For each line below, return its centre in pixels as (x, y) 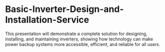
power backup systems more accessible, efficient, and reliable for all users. (83, 44)
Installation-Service (47, 20)
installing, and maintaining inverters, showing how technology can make (79, 39)
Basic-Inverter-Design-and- (65, 9)
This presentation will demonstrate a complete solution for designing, (76, 33)
